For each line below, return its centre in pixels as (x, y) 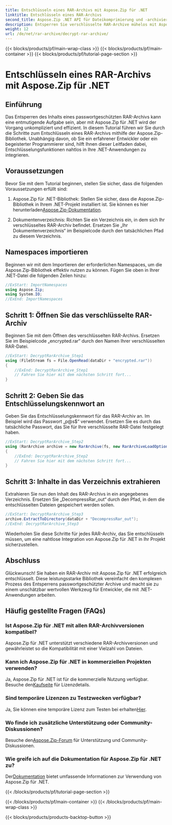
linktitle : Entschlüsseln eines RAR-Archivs (53, 15)
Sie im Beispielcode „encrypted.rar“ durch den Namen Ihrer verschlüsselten (85, 341)
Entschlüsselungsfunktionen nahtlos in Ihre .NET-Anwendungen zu (76, 150)
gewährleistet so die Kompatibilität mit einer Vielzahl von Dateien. (74, 649)
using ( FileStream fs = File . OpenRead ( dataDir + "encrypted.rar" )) (79, 360)
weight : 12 (17, 29)
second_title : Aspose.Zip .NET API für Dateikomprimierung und (74, 19)
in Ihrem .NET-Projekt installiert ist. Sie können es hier (92, 204)
